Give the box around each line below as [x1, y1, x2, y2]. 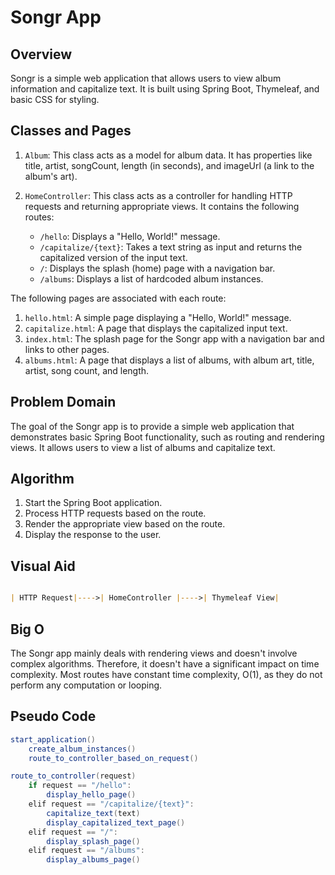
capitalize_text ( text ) [46, 808, 141, 818]
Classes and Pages [10, 122, 132, 140]
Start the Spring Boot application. [24, 497, 163, 509]
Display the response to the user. [24, 529, 162, 541]
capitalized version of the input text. [39, 251, 188, 263]
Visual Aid [10, 557, 76, 575]
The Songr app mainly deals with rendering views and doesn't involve [10, 647, 298, 659]
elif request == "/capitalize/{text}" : [28, 799, 195, 809]
